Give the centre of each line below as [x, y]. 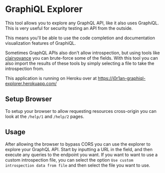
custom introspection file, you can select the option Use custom [69, 160]
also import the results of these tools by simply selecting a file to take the [80, 63]
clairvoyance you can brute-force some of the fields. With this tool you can [82, 58]
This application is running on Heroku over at [51, 78]
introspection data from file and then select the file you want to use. [78, 165]
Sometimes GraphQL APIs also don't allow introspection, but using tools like [82, 53]
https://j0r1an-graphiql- [122, 78]
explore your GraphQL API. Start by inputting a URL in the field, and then [79, 149]
